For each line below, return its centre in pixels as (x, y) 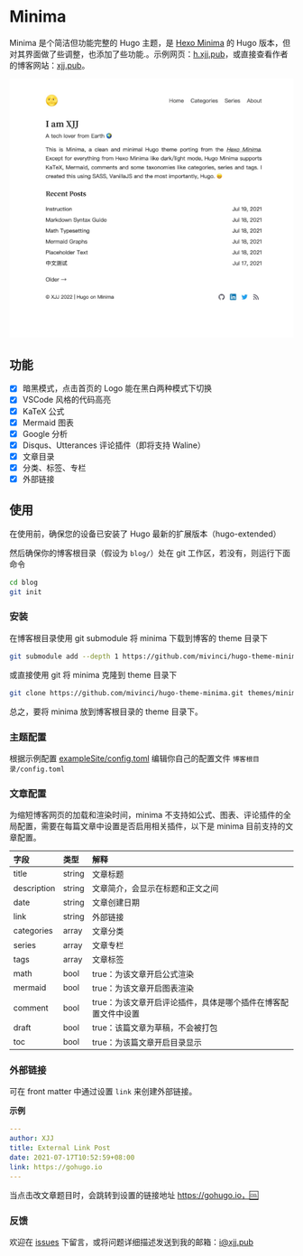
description (34, 888)
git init (26, 592)
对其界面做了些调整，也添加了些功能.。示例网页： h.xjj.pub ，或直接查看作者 (149, 54)
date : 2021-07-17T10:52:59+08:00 (72, 1158)
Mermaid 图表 (48, 423)
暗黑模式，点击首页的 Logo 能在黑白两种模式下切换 (117, 388)
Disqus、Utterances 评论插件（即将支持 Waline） (114, 445)
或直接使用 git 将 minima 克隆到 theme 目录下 (93, 675)
